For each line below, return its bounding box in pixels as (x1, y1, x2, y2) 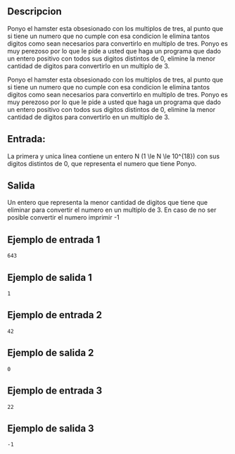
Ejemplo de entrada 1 (7, 234, 101, 246)
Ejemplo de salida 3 (7, 422, 94, 434)
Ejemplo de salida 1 (7, 271, 93, 284)
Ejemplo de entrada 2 (7, 309, 102, 321)
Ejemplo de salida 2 (7, 347, 94, 359)
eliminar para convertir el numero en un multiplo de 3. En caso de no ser (7, 206, 217, 214)
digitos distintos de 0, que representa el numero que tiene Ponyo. (7, 159, 197, 168)
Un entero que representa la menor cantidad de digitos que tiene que (7, 198, 208, 207)
